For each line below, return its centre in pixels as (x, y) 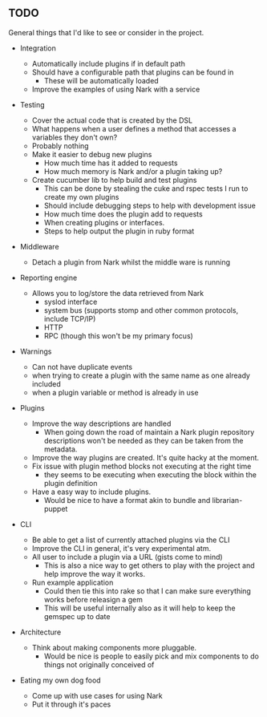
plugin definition (71, 483)
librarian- (227, 500)
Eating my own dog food (61, 680)
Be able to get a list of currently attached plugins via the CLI (131, 540)
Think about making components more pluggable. (114, 647)
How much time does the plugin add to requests (123, 214)
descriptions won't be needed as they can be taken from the (144, 440)
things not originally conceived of (99, 664)
